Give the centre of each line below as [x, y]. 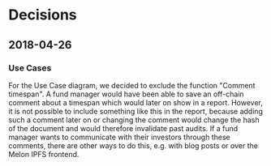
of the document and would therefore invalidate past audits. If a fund [123, 128]
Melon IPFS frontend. [44, 154]
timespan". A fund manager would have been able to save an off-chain [127, 94]
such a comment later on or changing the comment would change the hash [134, 120]
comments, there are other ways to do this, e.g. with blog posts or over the [133, 145]
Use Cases [30, 68]
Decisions [43, 15]
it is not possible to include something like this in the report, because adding [136, 111]
